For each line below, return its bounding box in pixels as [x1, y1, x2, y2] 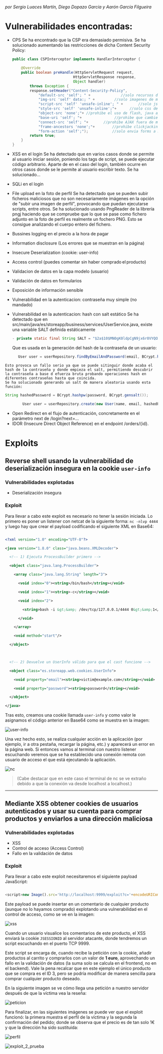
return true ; [30, 133, 56, 138]
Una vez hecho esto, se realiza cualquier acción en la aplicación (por [5, 736, 143, 742]
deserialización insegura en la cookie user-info [5, 464, 151, 473]
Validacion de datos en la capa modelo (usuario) [12, 268, 109, 274]
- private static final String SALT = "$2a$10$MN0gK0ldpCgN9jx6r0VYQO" [12, 336, 160, 341]
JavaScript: [5, 879, 28, 885]
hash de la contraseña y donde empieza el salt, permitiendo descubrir [5, 367, 153, 372]
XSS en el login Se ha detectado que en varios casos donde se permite [12, 151, 154, 157]
